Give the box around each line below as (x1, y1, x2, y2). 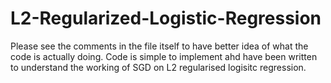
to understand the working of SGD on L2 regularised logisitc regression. (10, 61, 307, 73)
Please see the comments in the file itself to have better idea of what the (10, 40, 309, 52)
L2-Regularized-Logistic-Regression (10, 7, 322, 30)
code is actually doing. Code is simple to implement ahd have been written (10, 50, 318, 62)
